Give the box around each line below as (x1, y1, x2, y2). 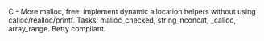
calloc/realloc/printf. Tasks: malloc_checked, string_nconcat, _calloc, (8, 15, 236, 25)
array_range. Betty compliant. (8, 24, 106, 33)
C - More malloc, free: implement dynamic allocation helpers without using (8, 7, 256, 16)
